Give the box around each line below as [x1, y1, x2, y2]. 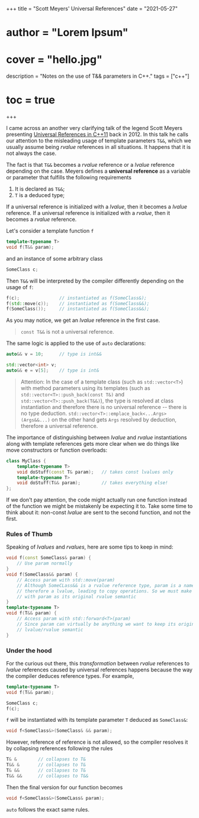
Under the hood [6, 646, 52, 655]
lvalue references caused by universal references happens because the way [6, 666, 192, 673]
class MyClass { [6, 458, 46, 464]
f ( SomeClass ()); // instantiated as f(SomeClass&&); [6, 306, 150, 312]
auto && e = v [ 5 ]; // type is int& [6, 367, 99, 373]
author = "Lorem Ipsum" [6, 26, 129, 39]
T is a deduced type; [14, 192, 65, 199]
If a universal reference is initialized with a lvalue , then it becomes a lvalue [6, 203, 188, 210]
